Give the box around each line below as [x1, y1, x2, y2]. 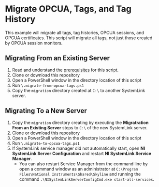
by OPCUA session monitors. [5, 40, 63, 46]
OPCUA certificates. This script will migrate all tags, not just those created [5, 35, 153, 41]
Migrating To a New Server [5, 107, 87, 115]
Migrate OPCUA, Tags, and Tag [5, 3, 132, 15]
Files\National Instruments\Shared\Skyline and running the [19, 171, 141, 177]
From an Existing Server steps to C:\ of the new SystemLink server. [12, 125, 148, 130]
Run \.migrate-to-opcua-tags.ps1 [12, 140, 80, 146]
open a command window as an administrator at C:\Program [19, 166, 138, 171]
